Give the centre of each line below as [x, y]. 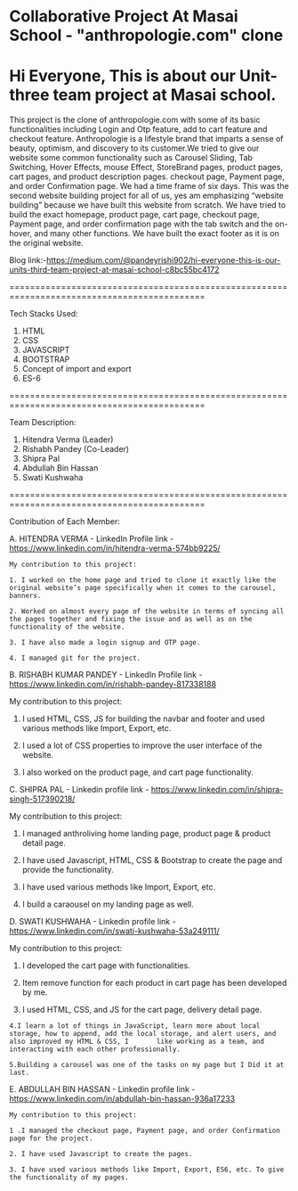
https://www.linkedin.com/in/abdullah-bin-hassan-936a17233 [122, 1099]
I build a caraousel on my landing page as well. [108, 904]
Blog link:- [28, 260]
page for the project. [51, 1138]
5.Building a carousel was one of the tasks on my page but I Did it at [147, 1065]
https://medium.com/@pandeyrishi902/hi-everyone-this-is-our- [163, 260]
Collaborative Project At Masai [124, 16]
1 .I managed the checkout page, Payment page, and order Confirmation [145, 1131]
